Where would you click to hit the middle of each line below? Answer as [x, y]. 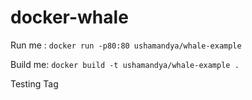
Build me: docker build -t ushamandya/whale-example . [125, 64]
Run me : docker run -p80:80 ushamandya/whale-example [126, 45]
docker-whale [69, 17]
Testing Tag [34, 83]
